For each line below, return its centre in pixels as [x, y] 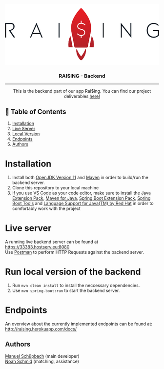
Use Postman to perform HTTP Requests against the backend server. [74, 252]
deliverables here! [82, 96]
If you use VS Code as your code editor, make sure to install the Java [82, 193]
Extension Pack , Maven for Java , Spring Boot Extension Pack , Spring [81, 198]
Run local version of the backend [73, 272]
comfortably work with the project [46, 208]
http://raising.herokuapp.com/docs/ [41, 329]
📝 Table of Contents [36, 112]
